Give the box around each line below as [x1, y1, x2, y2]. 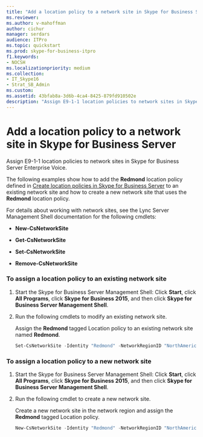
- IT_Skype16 [6, 76, 39, 82]
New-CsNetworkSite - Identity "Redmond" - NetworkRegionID [14, 425, 162, 432]
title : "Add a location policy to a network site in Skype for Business [6, 8, 193, 15]
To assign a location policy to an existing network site [6, 275, 167, 283]
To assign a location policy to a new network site [6, 357, 152, 365]
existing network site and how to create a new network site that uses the [6, 188, 187, 196]
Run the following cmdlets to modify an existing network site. [14, 313, 167, 320]
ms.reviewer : [6, 14, 39, 21]
